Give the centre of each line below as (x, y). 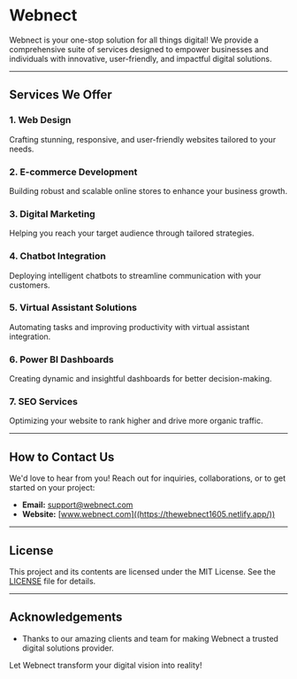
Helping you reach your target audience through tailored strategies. (132, 233)
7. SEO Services (43, 402)
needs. (22, 149)
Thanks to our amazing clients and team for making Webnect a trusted (150, 638)
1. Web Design (40, 120)
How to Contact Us (62, 457)
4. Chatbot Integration (57, 256)
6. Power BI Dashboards (61, 359)
